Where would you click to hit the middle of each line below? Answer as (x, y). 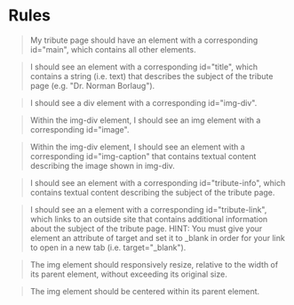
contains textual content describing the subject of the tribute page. (152, 192)
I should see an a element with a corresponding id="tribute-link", (148, 209)
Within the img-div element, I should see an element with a (137, 147)
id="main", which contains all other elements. (113, 49)
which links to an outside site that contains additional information (149, 219)
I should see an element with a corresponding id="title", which (144, 67)
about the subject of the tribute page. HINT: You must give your (146, 229)
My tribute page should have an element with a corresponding (144, 40)
